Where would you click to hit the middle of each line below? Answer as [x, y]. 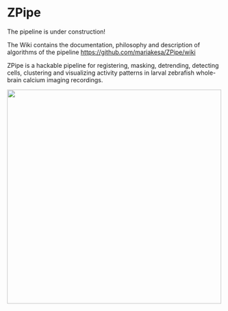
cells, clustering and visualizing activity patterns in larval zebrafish [101, 73]
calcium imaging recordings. [63, 79]
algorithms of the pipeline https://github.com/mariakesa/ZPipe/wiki [102, 52]
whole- [206, 73]
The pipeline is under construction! [56, 32]
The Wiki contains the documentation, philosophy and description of [104, 45]
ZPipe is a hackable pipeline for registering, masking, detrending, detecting [113, 65]
